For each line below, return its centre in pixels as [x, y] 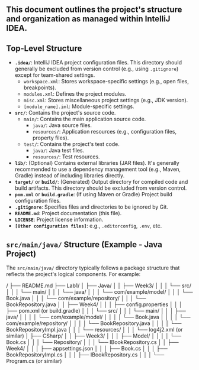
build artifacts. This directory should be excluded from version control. [101, 188]
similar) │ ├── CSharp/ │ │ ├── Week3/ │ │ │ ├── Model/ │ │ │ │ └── [94, 336]
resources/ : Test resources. [66, 157]
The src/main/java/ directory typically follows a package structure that [93, 268]
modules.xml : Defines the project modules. [75, 94]
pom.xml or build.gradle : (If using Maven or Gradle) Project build [94, 194]
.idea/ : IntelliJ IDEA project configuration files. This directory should [98, 63]
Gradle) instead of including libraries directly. [70, 176]
